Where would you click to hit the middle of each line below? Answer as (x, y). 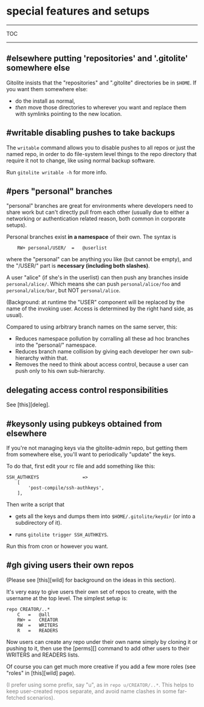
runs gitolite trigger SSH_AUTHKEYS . (62, 535)
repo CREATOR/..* (28, 609)
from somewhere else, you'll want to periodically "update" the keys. (91, 454)
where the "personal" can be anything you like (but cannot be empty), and (99, 259)
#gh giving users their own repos (70, 565)
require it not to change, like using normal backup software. (81, 160)
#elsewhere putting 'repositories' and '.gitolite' (97, 59)
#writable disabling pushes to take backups (91, 133)
